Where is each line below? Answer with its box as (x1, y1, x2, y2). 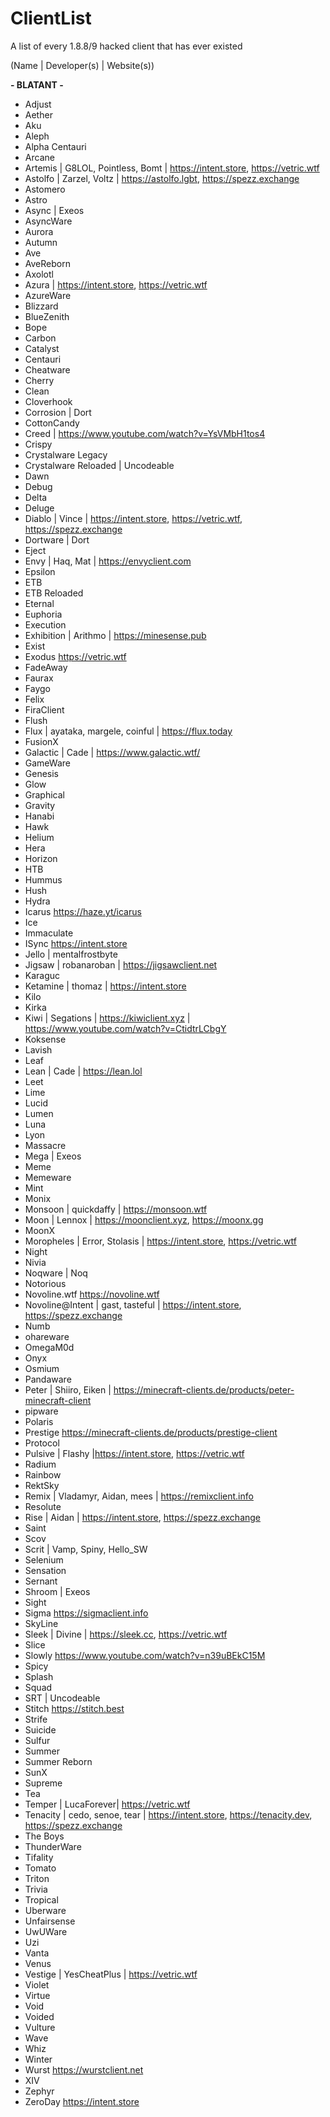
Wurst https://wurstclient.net (24, 2063, 144, 2076)
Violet (24, 1978, 50, 1991)
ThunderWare (24, 1840, 82, 1852)
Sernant (24, 1575, 58, 1587)
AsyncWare (24, 215, 73, 227)
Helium (24, 831, 55, 843)
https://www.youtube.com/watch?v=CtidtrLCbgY (24, 1022, 227, 1034)
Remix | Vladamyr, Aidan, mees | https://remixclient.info (24, 1490, 254, 1502)
